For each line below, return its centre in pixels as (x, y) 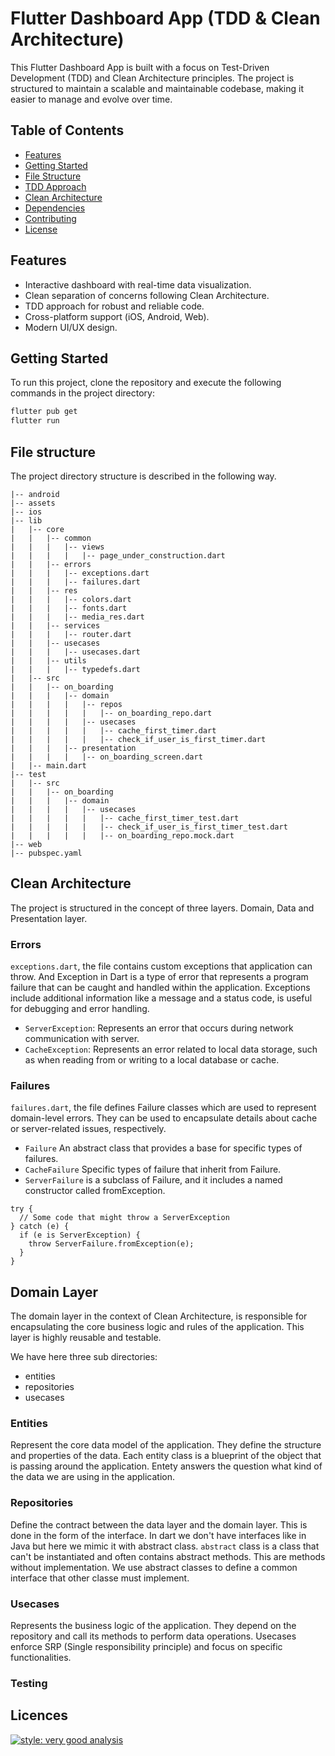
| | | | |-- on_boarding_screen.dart (106, 757)
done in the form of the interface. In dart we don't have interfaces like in (158, 1535)
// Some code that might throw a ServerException (124, 1218)
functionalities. (41, 1658)
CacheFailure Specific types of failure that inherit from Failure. (153, 1169)
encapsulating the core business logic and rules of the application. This (157, 1327)
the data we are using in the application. (93, 1477)
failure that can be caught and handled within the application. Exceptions (160, 988)
